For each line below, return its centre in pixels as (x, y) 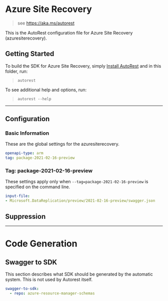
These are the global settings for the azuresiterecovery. (62, 144)
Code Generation (41, 244)
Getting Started (30, 54)
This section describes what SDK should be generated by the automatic (79, 274)
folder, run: (16, 71)
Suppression (25, 216)
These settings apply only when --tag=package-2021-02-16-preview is (77, 182)
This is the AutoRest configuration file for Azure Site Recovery (69, 33)
